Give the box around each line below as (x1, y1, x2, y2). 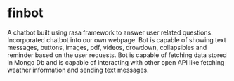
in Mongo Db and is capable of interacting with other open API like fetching (7, 58, 225, 66)
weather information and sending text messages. (7, 66, 149, 74)
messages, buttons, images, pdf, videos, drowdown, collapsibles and (7, 43, 207, 51)
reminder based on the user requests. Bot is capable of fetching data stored (7, 51, 227, 59)
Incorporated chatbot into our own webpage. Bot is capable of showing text (7, 35, 226, 44)
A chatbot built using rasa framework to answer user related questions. (7, 28, 213, 37)
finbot (7, 5, 44, 21)
